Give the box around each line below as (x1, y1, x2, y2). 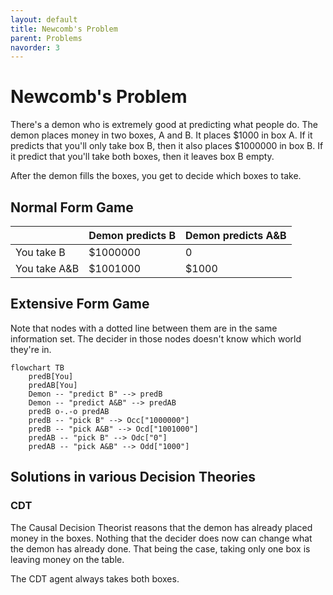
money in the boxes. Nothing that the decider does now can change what (10, 532, 313, 544)
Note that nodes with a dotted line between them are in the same (10, 322, 278, 334)
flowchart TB (10, 362, 65, 373)
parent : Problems (10, 33, 83, 43)
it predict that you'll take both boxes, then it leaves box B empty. (10, 151, 275, 163)
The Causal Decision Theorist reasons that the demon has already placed (10, 521, 313, 533)
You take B (15, 246, 66, 259)
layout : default (10, 14, 78, 25)
